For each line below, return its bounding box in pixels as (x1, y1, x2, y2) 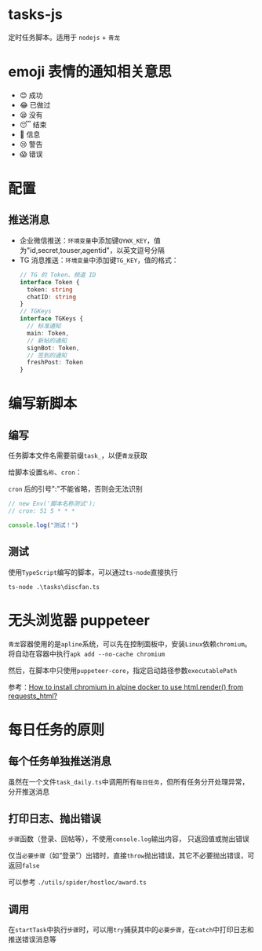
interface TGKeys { (19, 315, 84, 323)
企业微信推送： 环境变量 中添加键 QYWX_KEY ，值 (19, 236, 161, 245)
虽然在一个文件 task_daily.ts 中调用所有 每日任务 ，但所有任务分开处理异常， (8, 777, 249, 786)
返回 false (8, 861, 40, 870)
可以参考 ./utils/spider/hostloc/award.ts (8, 877, 147, 887)
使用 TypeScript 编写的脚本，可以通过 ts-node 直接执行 (8, 567, 178, 576)
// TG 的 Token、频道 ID (19, 271, 96, 279)
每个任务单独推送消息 (8, 755, 111, 768)
